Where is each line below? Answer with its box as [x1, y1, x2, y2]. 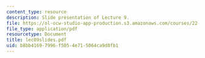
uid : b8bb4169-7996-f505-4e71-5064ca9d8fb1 [6, 43, 119, 49]
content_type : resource [6, 8, 67, 15]
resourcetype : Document [6, 31, 67, 37]
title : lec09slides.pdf [6, 37, 67, 43]
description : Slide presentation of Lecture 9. [6, 14, 130, 21]
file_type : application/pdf [6, 25, 78, 32]
